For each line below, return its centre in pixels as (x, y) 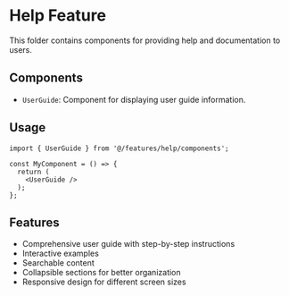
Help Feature (58, 16)
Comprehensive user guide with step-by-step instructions (128, 244)
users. (21, 49)
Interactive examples (61, 254)
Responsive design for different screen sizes (104, 282)
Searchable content (58, 263)
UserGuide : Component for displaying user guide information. (134, 99)
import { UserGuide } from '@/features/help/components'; (119, 148)
